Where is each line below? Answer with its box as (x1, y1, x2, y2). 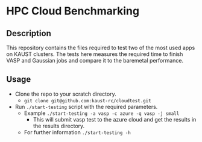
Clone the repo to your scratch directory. (14, 90, 116, 97)
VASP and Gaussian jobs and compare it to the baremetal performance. (6, 57, 184, 64)
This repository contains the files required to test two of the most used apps (6, 44, 195, 51)
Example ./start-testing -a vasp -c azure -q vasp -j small (24, 110, 180, 117)
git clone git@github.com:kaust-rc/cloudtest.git (24, 97, 152, 103)
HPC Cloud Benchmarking (6, 4, 140, 18)
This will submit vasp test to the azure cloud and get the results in (33, 116, 197, 123)
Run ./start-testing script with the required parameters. (14, 103, 158, 110)
